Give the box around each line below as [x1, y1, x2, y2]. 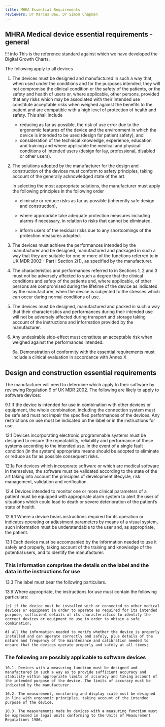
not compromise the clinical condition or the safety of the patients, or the [12, 86, 161, 92]
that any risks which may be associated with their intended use [12, 96, 140, 102]
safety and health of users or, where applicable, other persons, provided [12, 91, 160, 97]
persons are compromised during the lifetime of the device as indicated [12, 283, 158, 289]
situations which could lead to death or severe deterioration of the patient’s [5, 499, 158, 505]
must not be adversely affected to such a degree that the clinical [12, 273, 144, 279]
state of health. [5, 504, 36, 510]
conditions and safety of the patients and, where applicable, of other [12, 278, 152, 284]
